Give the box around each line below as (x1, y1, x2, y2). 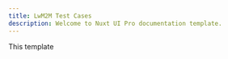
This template (8, 41, 54, 51)
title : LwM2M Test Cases (8, 11, 92, 20)
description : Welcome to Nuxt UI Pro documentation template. (8, 19, 222, 27)
